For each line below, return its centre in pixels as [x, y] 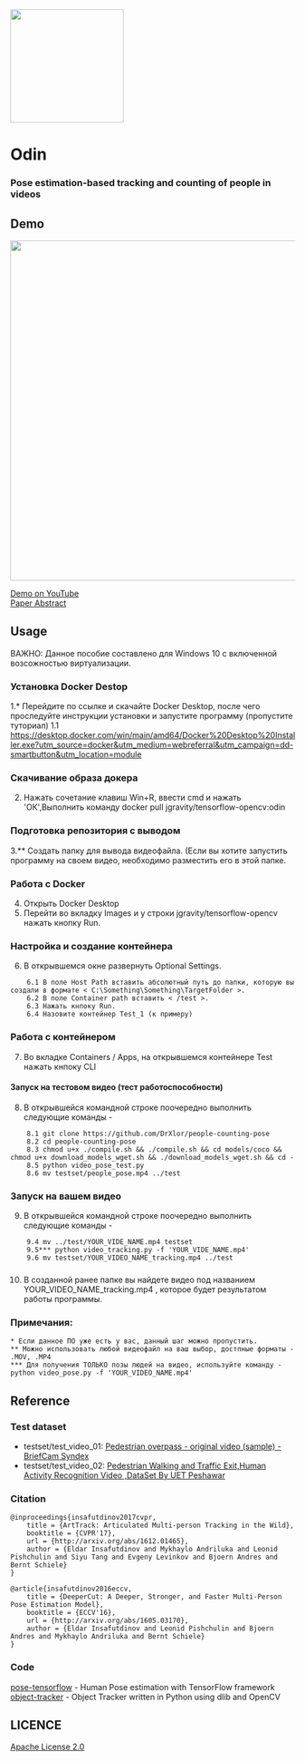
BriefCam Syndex [56, 1455]
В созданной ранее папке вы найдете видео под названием [139, 1279]
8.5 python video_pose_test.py [86, 1165]
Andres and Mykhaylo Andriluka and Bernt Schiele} [108, 1637]
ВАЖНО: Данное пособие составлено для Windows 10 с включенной [144, 653]
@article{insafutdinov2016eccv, [71, 1589]
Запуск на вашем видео [66, 1196]
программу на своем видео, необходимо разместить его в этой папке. [148, 860]
